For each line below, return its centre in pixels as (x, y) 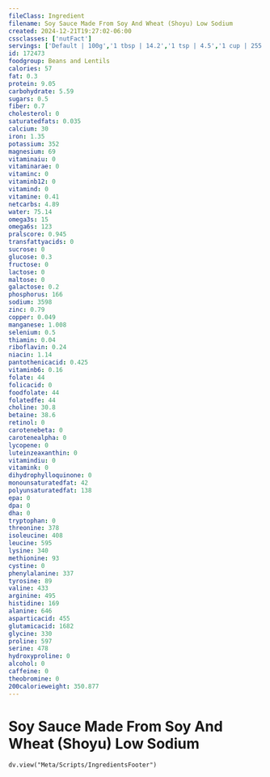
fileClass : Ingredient (46, 16)
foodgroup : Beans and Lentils (59, 62)
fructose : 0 (28, 264)
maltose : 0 (27, 280)
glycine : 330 (30, 634)
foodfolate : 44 (34, 393)
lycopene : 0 (28, 445)
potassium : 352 (34, 144)
